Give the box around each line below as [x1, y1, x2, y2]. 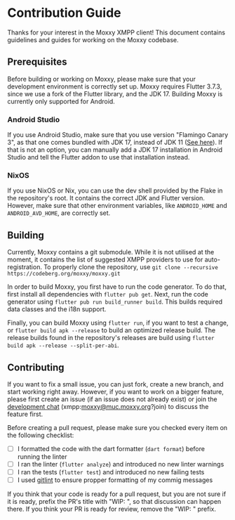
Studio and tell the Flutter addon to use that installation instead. [7, 153, 190, 162]
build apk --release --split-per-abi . [7, 341, 119, 349]
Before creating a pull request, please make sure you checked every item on [7, 423, 228, 431]
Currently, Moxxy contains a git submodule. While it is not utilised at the [7, 248, 215, 256]
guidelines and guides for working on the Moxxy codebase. [7, 35, 179, 44]
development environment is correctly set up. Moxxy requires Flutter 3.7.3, [7, 82, 222, 91]
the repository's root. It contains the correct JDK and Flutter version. [7, 194, 206, 202]
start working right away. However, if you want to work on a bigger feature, [7, 387, 224, 396]
